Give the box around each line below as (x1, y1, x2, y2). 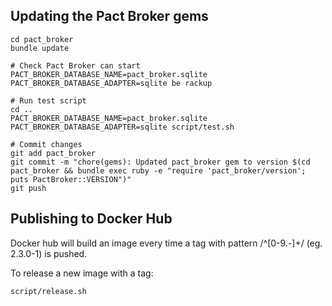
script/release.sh (10, 286, 87, 296)
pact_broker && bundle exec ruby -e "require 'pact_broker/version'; (10, 165, 307, 176)
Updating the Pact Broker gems (10, 8, 209, 25)
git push (10, 183, 47, 193)
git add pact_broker (10, 148, 97, 158)
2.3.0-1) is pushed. (10, 247, 88, 259)
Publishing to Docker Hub (10, 210, 173, 228)
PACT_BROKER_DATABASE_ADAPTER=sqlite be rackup (10, 78, 213, 88)
